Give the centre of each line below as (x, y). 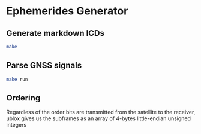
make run (17, 79)
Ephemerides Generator (67, 11)
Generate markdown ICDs (55, 33)
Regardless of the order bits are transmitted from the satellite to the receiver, (101, 112)
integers (16, 125)
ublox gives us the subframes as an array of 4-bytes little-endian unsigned (98, 118)
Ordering (23, 98)
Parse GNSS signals (44, 66)
